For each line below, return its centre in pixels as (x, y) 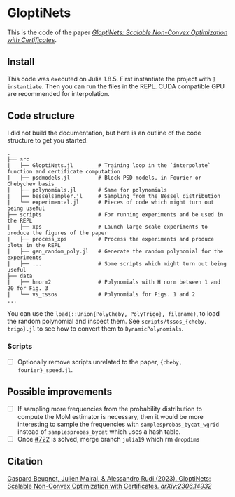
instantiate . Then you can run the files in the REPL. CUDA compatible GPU (116, 86)
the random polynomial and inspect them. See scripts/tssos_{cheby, (107, 321)
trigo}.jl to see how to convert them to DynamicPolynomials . (95, 329)
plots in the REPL (34, 245)
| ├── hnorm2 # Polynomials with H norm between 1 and (114, 282)
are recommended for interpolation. (58, 93)
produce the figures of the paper (58, 233)
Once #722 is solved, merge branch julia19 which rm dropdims (108, 439)
